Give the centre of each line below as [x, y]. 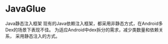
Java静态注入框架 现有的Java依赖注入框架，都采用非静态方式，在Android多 [84, 23]
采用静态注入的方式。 [37, 36]
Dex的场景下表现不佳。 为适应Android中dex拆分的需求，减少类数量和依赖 [82, 30]
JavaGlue [26, 9]
